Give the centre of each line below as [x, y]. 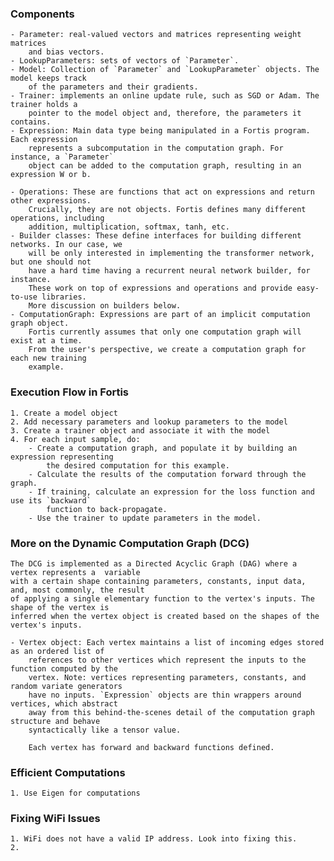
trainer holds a [44, 105]
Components [42, 14]
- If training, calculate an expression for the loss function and [171, 492]
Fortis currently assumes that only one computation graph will [165, 332]
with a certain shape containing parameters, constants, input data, [158, 581]
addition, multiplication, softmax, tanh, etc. [129, 227]
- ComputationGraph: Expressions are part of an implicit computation [160, 315]
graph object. [40, 323]
